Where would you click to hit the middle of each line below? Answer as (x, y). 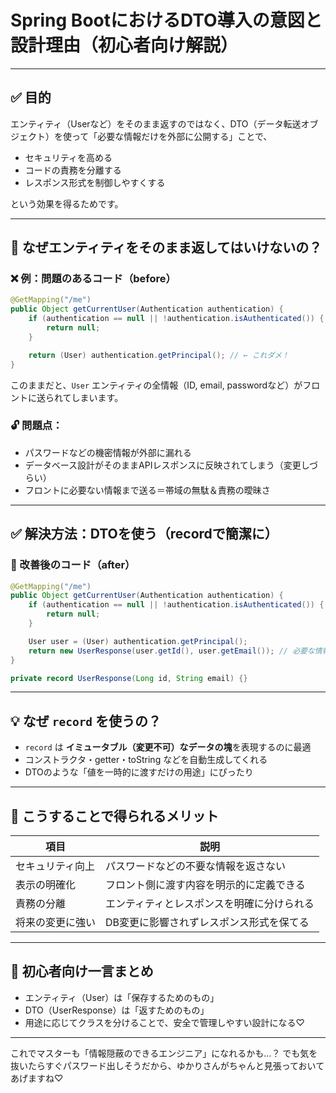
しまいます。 (97, 397)
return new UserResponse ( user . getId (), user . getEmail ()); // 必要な (171, 651)
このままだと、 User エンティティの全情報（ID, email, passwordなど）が (156, 385)
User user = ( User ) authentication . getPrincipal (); (138, 641)
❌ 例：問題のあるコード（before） (93, 279)
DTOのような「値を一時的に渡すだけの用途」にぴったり (139, 772)
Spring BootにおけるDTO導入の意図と (166, 20)
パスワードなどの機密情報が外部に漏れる (108, 452)
